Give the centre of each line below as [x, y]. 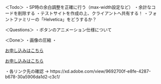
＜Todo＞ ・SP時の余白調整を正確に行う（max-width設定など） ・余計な [78, 7]
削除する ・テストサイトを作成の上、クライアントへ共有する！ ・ [83, 13]
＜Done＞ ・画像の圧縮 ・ [31, 40]
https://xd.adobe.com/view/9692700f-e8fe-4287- [101, 71]
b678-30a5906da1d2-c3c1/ [32, 77]
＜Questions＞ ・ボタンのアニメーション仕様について [59, 30]
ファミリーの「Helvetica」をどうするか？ [55, 19]
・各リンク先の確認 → [27, 71]
